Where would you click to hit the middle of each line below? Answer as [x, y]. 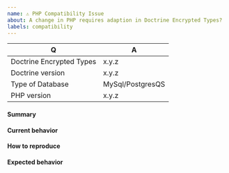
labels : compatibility [40, 26]
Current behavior [32, 130]
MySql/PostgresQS [134, 84]
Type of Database [40, 84]
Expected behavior [35, 162]
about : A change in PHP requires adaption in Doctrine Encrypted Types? [115, 20]
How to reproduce [34, 146]
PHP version [31, 96]
